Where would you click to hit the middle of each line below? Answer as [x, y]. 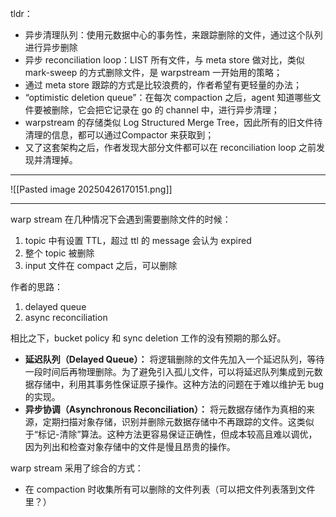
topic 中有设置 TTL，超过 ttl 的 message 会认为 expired [138, 240]
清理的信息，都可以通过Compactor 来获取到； [119, 135]
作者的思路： [36, 286]
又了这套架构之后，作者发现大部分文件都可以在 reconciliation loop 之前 [170, 147]
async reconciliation [66, 317]
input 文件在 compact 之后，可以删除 [101, 265]
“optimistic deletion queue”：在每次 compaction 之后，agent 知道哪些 [168, 97]
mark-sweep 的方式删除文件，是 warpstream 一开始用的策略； [153, 72]
